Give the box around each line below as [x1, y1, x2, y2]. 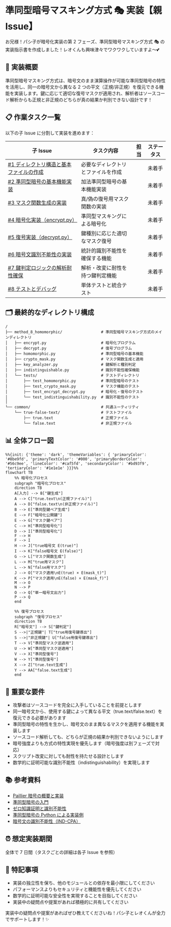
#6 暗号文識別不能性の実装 [8, 251, 72, 258]
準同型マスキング [81, 213, 122, 220]
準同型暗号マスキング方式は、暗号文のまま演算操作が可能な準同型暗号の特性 [5, 77, 166, 83]
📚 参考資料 [5, 776, 41, 784]
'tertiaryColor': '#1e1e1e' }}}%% [5, 466, 79, 471]
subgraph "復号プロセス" [14, 614, 63, 620]
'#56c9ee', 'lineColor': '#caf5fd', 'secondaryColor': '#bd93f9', [5, 461, 149, 467]
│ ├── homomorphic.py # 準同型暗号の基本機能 [5, 351, 144, 357]
